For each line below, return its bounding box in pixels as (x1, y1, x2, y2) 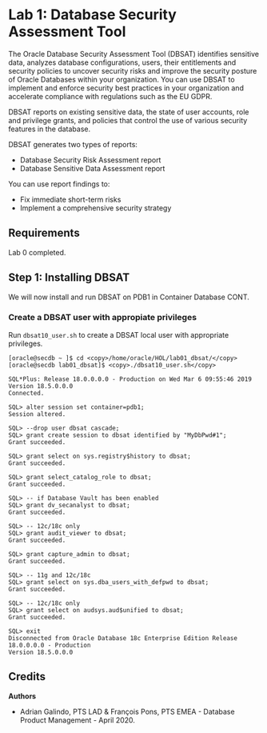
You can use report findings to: (8, 178, 110, 189)
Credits (8, 670, 46, 683)
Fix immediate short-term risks (19, 194, 122, 204)
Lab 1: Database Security (8, 6, 177, 24)
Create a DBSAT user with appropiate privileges (8, 312, 197, 323)
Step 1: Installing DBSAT (8, 270, 130, 285)
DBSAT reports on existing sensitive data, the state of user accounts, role (8, 106, 249, 117)
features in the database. (8, 124, 90, 134)
